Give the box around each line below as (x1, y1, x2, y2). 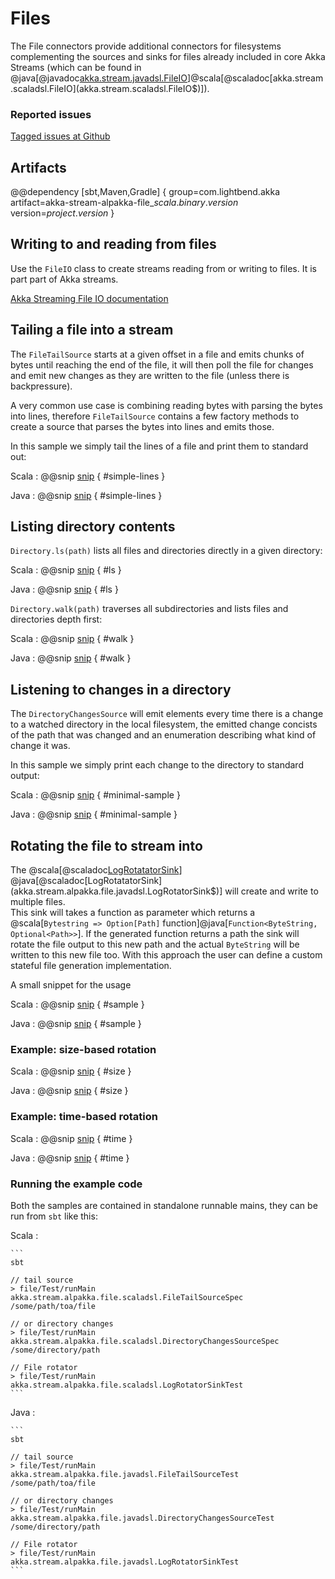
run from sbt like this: (10, 1210, 98, 1222)
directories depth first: (10, 613, 103, 626)
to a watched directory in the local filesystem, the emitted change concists (10, 718, 318, 731)
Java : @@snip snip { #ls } (10, 583, 119, 596)
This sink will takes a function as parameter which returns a (10, 907, 256, 919)
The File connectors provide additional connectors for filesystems (10, 40, 282, 52)
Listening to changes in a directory (10, 681, 232, 698)
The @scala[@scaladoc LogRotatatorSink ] (10, 864, 183, 876)
